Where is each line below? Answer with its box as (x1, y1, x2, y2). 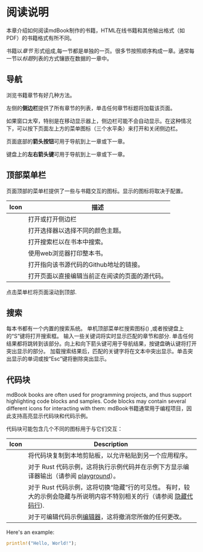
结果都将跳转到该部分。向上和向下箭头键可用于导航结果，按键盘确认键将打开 (6, 340, 197, 347)
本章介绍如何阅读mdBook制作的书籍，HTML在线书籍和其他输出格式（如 (6, 27, 185, 34)
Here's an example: (6, 528, 54, 536)
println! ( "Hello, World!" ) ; (6, 540, 77, 547)
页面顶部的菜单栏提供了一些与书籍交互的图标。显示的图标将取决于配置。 (6, 187, 186, 195)
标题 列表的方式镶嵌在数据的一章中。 (22, 55, 112, 62)
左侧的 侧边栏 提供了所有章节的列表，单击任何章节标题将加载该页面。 (6, 104, 176, 111)
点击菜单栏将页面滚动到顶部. (6, 288, 77, 296)
